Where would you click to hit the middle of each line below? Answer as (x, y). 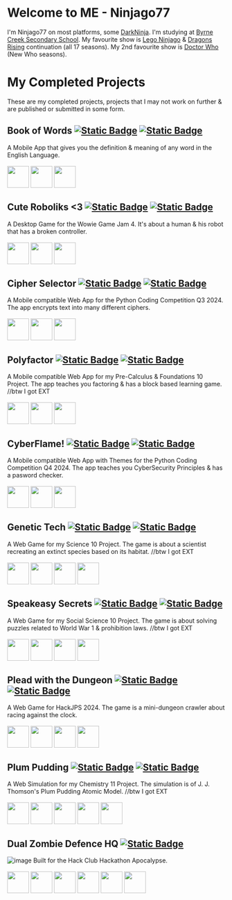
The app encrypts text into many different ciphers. (79, 308)
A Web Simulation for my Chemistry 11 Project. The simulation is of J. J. (108, 784)
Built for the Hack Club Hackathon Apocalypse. (101, 860)
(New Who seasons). (37, 54)
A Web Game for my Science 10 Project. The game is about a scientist (107, 544)
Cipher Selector (42, 283)
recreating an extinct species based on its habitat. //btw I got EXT (100, 551)
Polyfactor (30, 360)
